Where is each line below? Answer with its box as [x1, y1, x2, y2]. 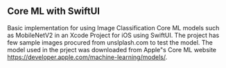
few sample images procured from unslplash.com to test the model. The [7, 38, 213, 47]
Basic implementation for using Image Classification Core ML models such [7, 23, 220, 32]
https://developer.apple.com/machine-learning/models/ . [7, 53, 168, 61]
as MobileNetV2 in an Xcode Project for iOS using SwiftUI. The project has [7, 31, 220, 39]
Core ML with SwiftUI [7, 5, 101, 17]
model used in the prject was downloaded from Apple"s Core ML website [7, 45, 217, 54]
